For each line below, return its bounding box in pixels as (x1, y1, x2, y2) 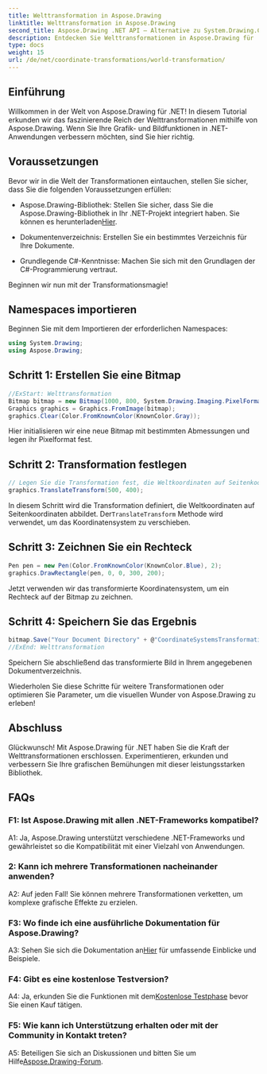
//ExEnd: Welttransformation (8, 643, 105, 652)
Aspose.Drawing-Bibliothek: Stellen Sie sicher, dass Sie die (19, 200, 214, 209)
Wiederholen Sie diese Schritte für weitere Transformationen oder (8, 681, 224, 692)
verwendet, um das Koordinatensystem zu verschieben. (8, 518, 191, 527)
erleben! (8, 699, 36, 708)
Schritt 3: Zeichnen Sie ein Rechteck (8, 541, 192, 554)
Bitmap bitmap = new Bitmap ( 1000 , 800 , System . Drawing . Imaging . (8, 397, 226, 405)
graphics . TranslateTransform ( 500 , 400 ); (8, 487, 145, 494)
